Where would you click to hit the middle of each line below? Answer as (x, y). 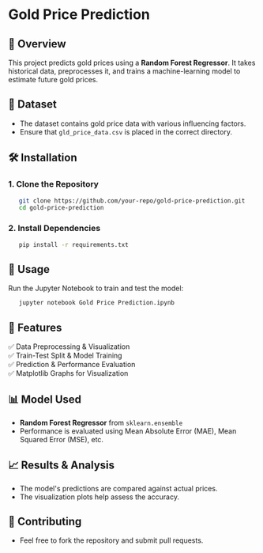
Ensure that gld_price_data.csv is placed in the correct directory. (126, 131)
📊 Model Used (45, 400)
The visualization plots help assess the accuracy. (100, 497)
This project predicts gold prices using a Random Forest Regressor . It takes (132, 62)
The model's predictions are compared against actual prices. (118, 488)
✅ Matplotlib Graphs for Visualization (68, 373)
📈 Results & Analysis (61, 466)
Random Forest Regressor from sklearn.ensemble (101, 422)
